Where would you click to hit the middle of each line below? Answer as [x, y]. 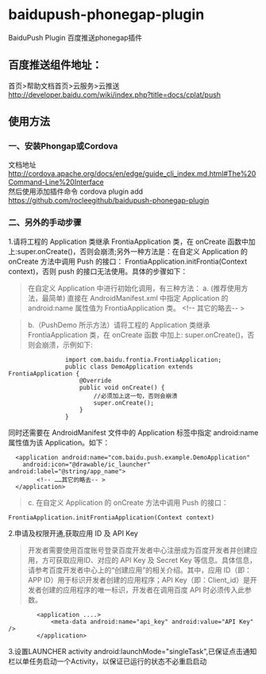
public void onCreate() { [122, 387]
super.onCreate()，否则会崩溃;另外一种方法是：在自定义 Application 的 [133, 251]
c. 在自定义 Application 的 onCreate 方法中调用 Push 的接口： [128, 503]
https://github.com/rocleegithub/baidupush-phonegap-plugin [109, 201]
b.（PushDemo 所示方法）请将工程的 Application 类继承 [119, 325]
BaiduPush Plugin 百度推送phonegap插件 [75, 37]
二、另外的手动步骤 [45, 222]
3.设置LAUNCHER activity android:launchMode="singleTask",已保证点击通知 [133, 651]
